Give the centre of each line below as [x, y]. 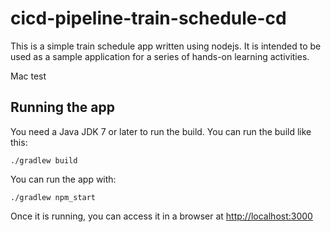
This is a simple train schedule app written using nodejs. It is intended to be [166, 46]
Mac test [28, 76]
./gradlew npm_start [53, 197]
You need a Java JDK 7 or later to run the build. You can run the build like [161, 131]
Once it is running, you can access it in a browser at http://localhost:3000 [161, 216]
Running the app [62, 107]
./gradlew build [44, 160]
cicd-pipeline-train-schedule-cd [148, 18]
